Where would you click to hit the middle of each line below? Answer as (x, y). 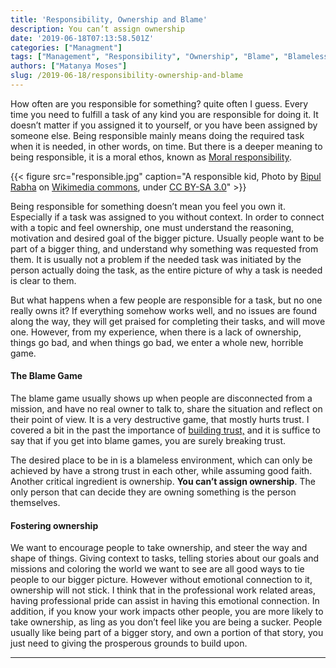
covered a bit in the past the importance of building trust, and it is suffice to (165, 430)
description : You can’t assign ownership (98, 29)
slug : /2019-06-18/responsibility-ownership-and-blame (127, 76)
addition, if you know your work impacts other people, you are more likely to (167, 612)
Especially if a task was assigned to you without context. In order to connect (167, 217)
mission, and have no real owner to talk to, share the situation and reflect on (166, 409)
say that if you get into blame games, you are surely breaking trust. (148, 441)
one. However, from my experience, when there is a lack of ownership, (156, 332)
